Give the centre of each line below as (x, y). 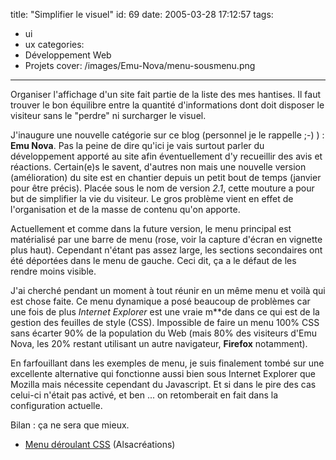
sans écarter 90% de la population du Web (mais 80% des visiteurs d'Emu (163, 333)
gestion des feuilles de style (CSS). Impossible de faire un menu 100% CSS (165, 322)
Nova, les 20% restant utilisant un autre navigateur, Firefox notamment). (159, 343)
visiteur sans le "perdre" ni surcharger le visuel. (108, 115)
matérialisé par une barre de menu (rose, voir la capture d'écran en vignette (166, 239)
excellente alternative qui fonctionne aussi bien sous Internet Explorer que (163, 373)
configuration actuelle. (56, 405)
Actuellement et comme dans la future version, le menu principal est (151, 228)
